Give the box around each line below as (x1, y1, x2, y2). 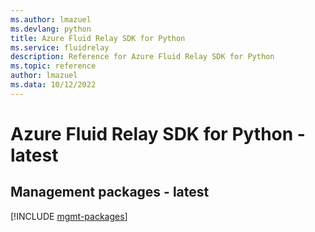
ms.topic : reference (10, 61, 97, 71)
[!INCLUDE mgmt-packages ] (10, 210, 128, 222)
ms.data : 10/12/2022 (10, 80, 97, 90)
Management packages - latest (10, 184, 210, 201)
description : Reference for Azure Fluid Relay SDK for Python (10, 52, 275, 62)
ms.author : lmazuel (10, 14, 92, 25)
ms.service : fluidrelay (10, 42, 110, 53)
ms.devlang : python (10, 24, 92, 34)
